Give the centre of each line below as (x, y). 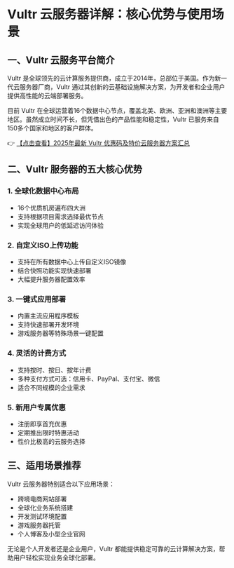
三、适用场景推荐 (44, 466)
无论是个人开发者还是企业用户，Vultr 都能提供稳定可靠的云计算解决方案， (113, 548)
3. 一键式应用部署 (37, 299)
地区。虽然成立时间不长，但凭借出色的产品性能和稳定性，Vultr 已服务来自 (113, 119)
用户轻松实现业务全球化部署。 (56, 557)
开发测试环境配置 (42, 516)
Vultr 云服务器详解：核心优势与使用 (110, 14)
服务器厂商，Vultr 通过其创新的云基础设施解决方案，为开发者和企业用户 (122, 87)
